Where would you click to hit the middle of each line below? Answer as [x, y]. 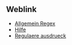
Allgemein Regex [35, 23]
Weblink [21, 10]
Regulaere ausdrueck [40, 35]
